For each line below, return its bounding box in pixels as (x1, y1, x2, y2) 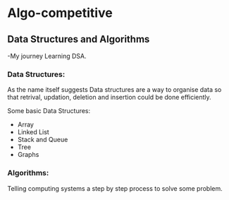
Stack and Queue (17, 136, 68, 144)
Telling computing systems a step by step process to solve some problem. (7, 184, 223, 192)
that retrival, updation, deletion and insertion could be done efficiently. (7, 93, 211, 102)
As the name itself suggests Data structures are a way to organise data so (7, 86, 222, 94)
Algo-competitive (7, 5, 113, 21)
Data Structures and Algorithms (7, 33, 150, 45)
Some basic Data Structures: (7, 107, 91, 115)
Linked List (17, 128, 49, 136)
